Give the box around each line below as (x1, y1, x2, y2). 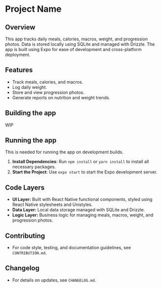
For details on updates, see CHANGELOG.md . (12, 277, 96, 283)
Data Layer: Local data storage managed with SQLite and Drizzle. (12, 207, 145, 213)
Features (5, 66, 33, 74)
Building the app (5, 109, 56, 117)
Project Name (5, 3, 62, 15)
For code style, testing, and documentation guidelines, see (12, 245, 131, 251)
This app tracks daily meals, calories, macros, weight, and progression (5, 36, 148, 42)
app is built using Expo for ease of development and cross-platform (5, 47, 142, 52)
